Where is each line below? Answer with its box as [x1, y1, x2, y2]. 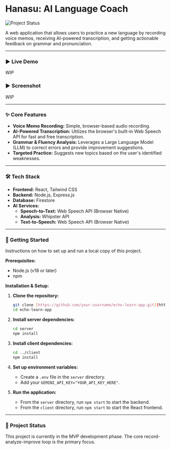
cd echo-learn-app [12, 307, 52, 313]
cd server [12, 326, 34, 332]
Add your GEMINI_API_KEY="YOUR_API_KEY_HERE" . [20, 379, 120, 385]
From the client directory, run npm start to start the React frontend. [20, 404, 163, 410]
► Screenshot [5, 82, 41, 89]
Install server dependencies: [12, 316, 75, 323]
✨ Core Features [5, 111, 47, 118]
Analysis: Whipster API [20, 214, 70, 220]
